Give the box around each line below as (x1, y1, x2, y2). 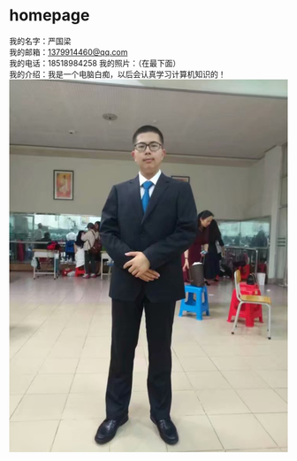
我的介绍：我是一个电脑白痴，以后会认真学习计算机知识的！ (9, 68, 226, 80)
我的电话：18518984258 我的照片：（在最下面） (9, 58, 181, 68)
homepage (9, 5, 90, 26)
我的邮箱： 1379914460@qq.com (9, 46, 128, 58)
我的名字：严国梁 (9, 35, 72, 46)
